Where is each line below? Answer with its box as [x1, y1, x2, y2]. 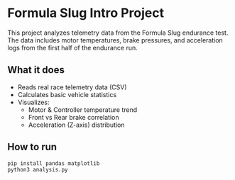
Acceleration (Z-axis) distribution [28, 120, 126, 129]
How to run [7, 141, 58, 153]
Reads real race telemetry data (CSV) [17, 83, 127, 91]
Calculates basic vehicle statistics [17, 90, 117, 99]
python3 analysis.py [7, 167, 69, 174]
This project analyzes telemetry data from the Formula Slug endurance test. [7, 28, 229, 37]
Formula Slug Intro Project [7, 5, 165, 21]
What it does [7, 64, 65, 76]
